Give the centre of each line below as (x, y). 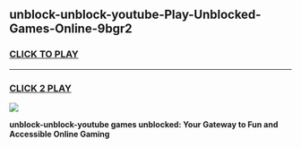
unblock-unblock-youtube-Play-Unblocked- (135, 15)
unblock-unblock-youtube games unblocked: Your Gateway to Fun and (144, 124)
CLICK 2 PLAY (40, 88)
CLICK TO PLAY (44, 55)
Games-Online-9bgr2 (71, 29)
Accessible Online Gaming (60, 134)
